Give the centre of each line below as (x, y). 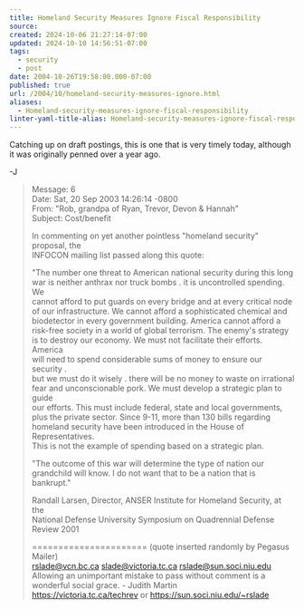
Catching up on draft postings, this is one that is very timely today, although (150, 145)
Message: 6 (53, 189)
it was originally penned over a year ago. (85, 154)
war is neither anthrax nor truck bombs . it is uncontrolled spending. (158, 283)
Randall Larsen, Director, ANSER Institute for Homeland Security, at (157, 500)
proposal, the (56, 246)
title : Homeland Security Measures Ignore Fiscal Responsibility (135, 18)
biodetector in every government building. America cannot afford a (156, 321)
